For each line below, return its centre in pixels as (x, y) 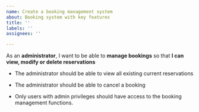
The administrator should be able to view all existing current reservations (104, 73)
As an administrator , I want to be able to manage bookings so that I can (95, 56)
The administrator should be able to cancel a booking (80, 85)
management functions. (44, 103)
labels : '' (20, 28)
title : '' (18, 23)
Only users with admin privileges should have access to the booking (98, 97)
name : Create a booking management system (59, 12)
